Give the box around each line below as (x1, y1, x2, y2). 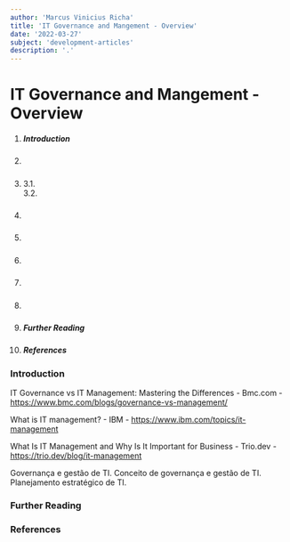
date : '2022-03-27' (10, 29, 83, 38)
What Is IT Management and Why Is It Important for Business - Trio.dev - (10, 441, 277, 452)
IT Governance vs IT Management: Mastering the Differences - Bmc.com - (10, 388, 283, 399)
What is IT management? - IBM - (10, 415, 130, 425)
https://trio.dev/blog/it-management (10, 450, 142, 461)
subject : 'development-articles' (10, 37, 134, 47)
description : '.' (10, 46, 75, 55)
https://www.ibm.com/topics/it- (131, 415, 246, 425)
